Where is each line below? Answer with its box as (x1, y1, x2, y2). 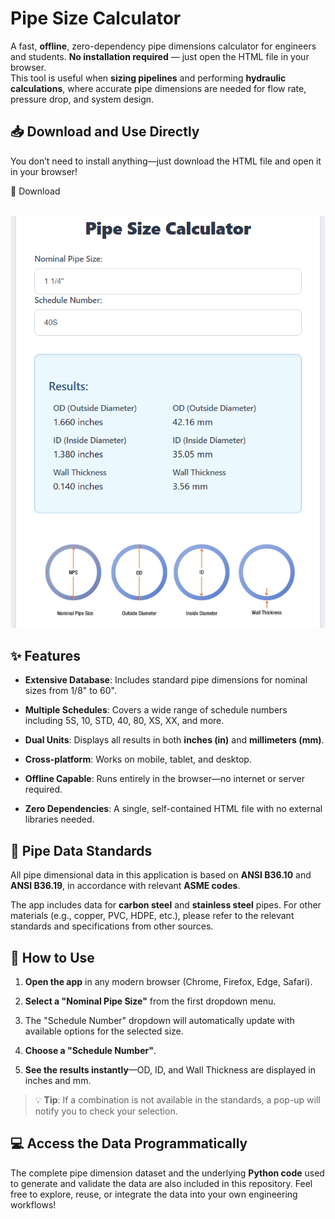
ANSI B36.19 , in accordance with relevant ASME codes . (10, 880, 241, 892)
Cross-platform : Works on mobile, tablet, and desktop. (24, 753, 252, 766)
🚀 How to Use (10, 949, 95, 966)
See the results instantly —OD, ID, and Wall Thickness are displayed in (24, 1063, 316, 1076)
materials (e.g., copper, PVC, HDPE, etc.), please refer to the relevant (10, 910, 295, 922)
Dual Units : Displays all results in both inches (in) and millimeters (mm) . (24, 734, 325, 746)
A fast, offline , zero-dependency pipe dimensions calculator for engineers (10, 40, 317, 52)
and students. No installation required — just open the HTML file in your (10, 50, 310, 62)
